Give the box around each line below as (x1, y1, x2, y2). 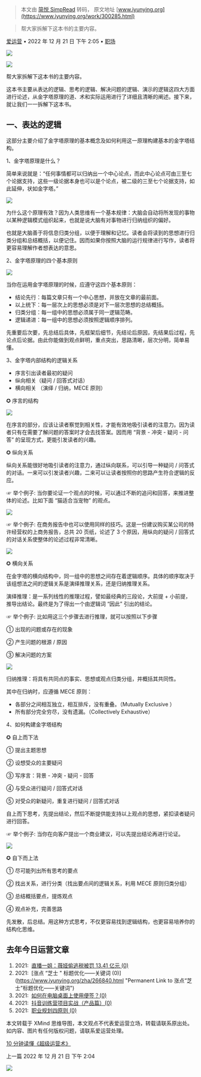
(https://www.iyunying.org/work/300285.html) (20, 13, 135, 20)
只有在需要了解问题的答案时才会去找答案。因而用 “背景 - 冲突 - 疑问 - (11, 428, 182, 435)
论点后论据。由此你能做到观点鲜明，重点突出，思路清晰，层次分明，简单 (6, 336, 184, 344)
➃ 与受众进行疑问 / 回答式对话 (6, 784, 83, 792)
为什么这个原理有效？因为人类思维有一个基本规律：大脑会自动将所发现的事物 (6, 209, 195, 216)
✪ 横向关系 (6, 559, 33, 567)
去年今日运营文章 (6, 944, 69, 955)
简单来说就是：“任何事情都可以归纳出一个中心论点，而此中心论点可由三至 (6, 170, 187, 177)
